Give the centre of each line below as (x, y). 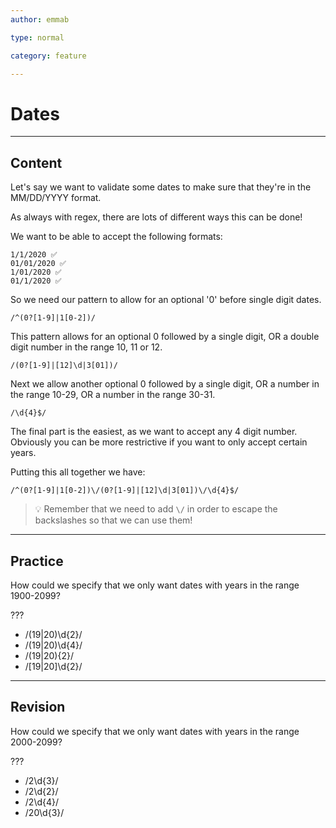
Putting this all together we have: (78, 472)
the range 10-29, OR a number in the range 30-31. (113, 395)
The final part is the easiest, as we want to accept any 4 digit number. (154, 432)
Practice (37, 561)
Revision (38, 707)
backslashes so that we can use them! (113, 520)
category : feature (48, 56)
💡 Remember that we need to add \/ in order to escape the (156, 509)
